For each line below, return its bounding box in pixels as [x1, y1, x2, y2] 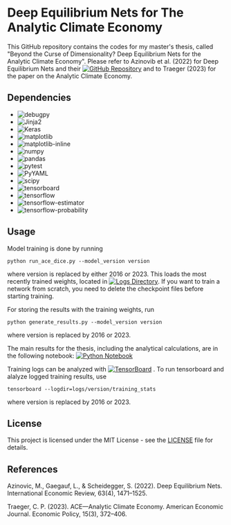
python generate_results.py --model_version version [7, 318, 163, 326]
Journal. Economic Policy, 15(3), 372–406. [7, 510, 127, 518]
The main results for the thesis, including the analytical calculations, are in [7, 344, 219, 352]
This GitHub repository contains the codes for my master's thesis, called [7, 42, 214, 50]
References [7, 463, 58, 475]
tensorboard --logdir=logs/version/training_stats [7, 385, 156, 392]
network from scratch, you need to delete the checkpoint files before [7, 284, 204, 293]
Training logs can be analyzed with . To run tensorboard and [7, 365, 225, 373]
